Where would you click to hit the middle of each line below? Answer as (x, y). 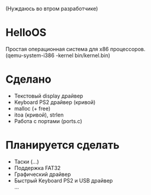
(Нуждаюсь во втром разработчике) (52, 9)
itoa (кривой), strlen (39, 115)
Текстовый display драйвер (49, 96)
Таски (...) (26, 161)
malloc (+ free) (32, 108)
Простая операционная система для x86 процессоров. (75, 49)
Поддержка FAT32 (37, 168)
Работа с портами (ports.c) (48, 121)
